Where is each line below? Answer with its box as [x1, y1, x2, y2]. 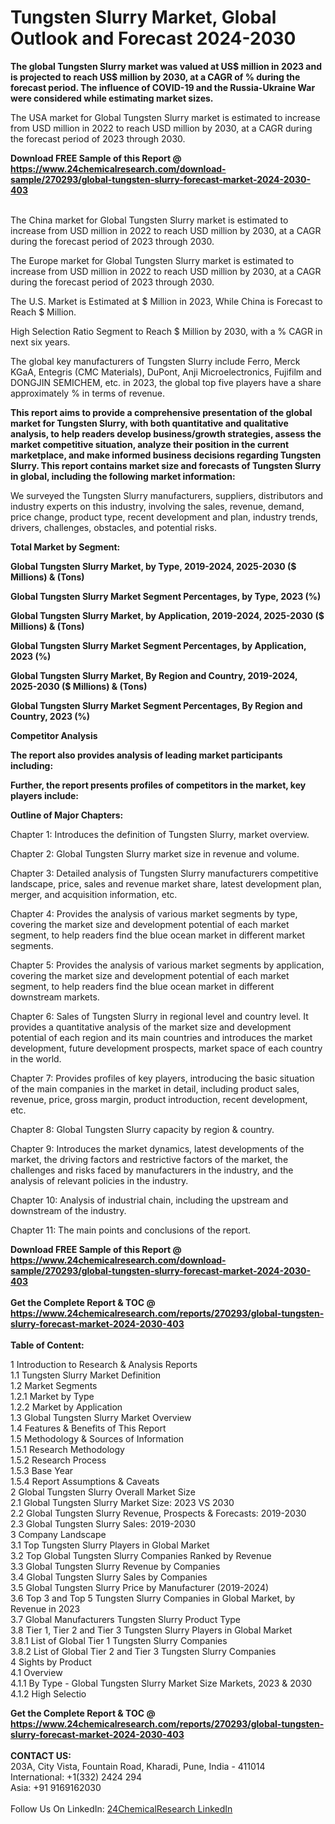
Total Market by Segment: [10, 541, 121, 553]
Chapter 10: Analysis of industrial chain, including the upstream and [10, 1194, 289, 1206]
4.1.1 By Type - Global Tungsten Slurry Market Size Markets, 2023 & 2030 [10, 1677, 313, 1689]
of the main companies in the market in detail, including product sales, [10, 1082, 300, 1095]
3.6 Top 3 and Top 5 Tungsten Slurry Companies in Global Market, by [10, 1592, 296, 1604]
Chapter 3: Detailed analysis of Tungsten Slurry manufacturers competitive [10, 867, 319, 879]
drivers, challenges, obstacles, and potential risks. [10, 521, 217, 533]
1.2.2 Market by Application [10, 1401, 123, 1413]
